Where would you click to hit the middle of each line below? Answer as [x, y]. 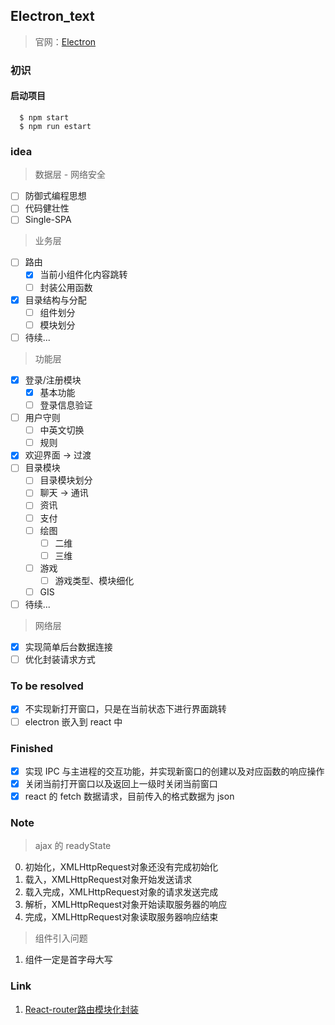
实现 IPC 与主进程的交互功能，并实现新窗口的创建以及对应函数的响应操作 [174, 771]
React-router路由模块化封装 [82, 1009]
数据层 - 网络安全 [70, 175]
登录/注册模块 [53, 380]
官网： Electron [65, 41]
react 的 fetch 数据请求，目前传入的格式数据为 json [129, 796]
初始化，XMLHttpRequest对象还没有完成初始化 [121, 867]
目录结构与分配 [55, 300]
